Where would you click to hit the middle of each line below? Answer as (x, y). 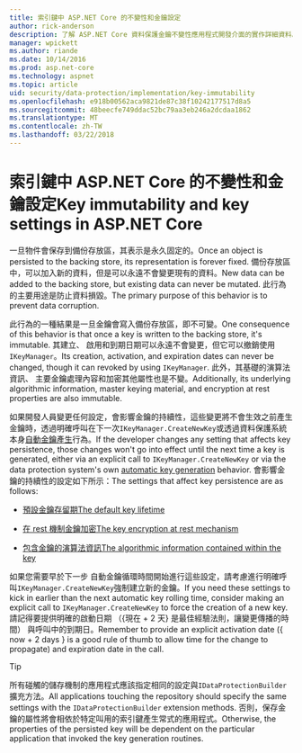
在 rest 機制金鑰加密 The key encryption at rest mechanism (130, 528)
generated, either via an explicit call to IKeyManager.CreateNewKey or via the (148, 459)
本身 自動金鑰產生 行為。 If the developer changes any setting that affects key (150, 439)
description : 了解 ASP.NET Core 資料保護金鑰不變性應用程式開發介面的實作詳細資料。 (154, 34)
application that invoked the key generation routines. (107, 738)
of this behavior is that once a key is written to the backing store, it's (136, 334)
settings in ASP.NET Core (106, 224)
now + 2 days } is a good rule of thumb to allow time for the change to (139, 639)
